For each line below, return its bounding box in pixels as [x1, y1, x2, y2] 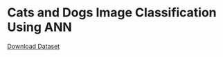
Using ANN [7, 19, 73, 35]
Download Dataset [7, 42, 60, 50]
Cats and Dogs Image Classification [7, 5, 217, 21]
